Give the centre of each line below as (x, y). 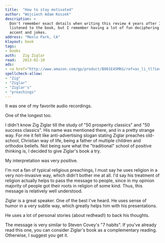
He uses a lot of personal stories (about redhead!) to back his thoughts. (77, 215)
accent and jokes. (28, 32)
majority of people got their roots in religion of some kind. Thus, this (74, 186)
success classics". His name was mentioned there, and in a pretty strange (80, 130)
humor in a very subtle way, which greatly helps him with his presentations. (81, 206)
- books (13, 51)
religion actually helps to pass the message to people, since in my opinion (80, 181)
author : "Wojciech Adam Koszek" (38, 14)
